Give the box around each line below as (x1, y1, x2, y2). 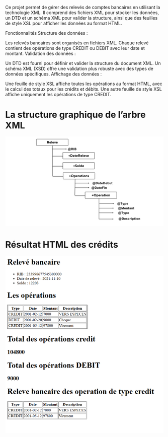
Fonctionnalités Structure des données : (5, 30, 88, 36)
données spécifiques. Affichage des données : (5, 71, 102, 77)
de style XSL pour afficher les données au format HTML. (5, 20, 122, 26)
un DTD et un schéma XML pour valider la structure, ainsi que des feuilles (5, 15, 158, 21)
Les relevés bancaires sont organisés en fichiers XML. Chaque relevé (5, 40, 149, 46)
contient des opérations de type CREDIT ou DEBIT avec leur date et (5, 45, 145, 51)
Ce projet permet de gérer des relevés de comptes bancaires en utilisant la (5, 5, 160, 10)
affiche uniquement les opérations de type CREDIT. (5, 92, 112, 97)
